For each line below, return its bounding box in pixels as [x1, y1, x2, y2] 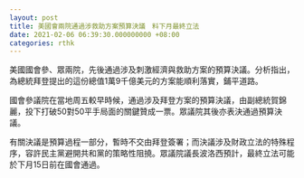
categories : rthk [9, 38, 75, 48]
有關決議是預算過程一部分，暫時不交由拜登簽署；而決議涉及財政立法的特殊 [9, 136, 287, 147]
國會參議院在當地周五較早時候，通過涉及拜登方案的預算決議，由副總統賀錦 [9, 95, 287, 106]
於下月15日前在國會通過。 [9, 159, 105, 170]
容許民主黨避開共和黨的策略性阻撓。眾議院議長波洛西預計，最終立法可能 [24, 148, 295, 159]
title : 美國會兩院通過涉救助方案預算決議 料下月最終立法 [9, 22, 200, 31]
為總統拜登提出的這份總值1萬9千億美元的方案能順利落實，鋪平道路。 [9, 76, 264, 87]
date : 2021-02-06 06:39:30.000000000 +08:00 [9, 30, 180, 39]
